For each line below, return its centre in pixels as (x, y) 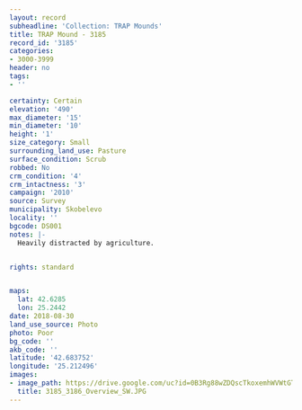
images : (24, 375)
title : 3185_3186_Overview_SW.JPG (82, 391)
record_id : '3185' (44, 43)
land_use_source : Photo (54, 325)
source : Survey (38, 201)
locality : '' (34, 218)
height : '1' (31, 134)
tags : (19, 76)
